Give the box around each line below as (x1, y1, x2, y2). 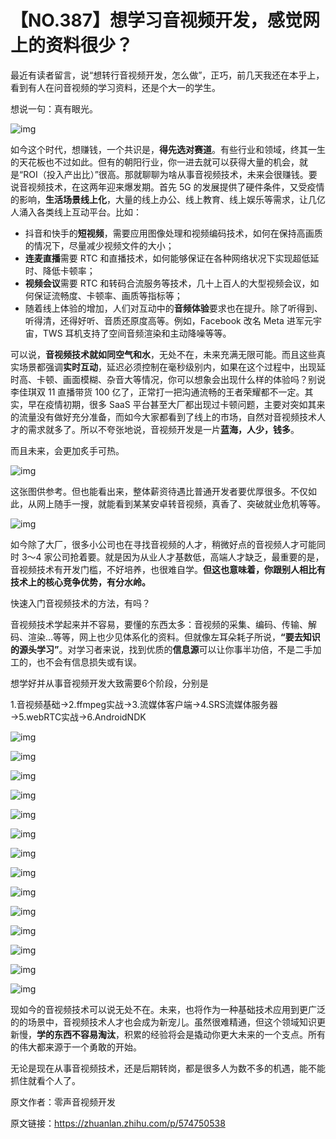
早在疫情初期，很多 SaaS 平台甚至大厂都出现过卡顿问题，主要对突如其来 (27, 398, 326, 410)
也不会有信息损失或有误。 (36, 656, 142, 668)
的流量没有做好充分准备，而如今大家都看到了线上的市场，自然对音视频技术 (10, 411, 317, 423)
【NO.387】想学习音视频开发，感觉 (10, 9, 303, 32)
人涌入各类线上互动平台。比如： (10, 206, 142, 218)
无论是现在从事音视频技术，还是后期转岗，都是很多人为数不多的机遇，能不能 (10, 1062, 326, 1074)
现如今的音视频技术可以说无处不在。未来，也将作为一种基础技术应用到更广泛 (10, 1003, 326, 1015)
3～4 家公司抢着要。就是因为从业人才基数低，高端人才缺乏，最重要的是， (21, 551, 325, 563)
